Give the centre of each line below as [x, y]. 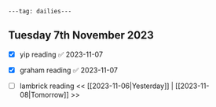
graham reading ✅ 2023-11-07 [68, 70]
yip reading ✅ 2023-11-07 [61, 54]
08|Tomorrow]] [44, 95]
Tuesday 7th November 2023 [81, 35]
